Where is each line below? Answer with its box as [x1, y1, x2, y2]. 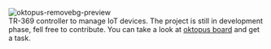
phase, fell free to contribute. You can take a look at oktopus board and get [8, 25, 260, 34]
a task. [8, 33, 31, 43]
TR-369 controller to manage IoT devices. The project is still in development [8, 16, 263, 26]
